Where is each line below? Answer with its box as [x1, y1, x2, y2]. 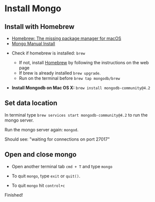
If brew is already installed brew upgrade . [19, 70, 101, 76]
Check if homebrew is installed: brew [11, 50, 86, 56]
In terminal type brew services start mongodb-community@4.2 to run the [4, 112, 148, 118]
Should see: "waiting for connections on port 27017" [4, 136, 110, 142]
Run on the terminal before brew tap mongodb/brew [19, 76, 120, 81]
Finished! [4, 192, 23, 198]
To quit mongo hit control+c [11, 182, 66, 188]
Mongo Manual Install [11, 41, 55, 47]
